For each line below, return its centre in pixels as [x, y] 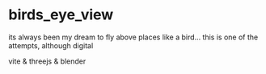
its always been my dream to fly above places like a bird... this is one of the [133, 37]
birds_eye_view [61, 15]
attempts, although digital [51, 45]
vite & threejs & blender [47, 61]
